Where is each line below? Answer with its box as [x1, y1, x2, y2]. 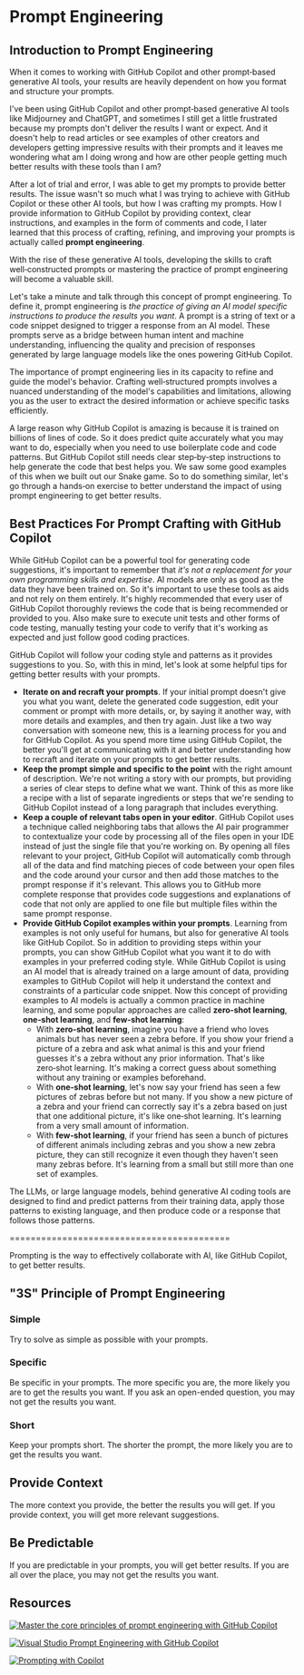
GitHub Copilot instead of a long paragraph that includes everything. [22, 801, 279, 813]
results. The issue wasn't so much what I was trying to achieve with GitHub [9, 189, 290, 199]
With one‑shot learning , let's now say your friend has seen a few [35, 1082, 281, 1092]
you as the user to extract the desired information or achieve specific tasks [9, 396, 290, 406]
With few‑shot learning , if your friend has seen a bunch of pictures [35, 1130, 289, 1141]
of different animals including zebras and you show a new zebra [35, 1139, 276, 1150]
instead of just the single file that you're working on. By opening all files [22, 840, 290, 851]
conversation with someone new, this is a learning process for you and [22, 724, 288, 736]
